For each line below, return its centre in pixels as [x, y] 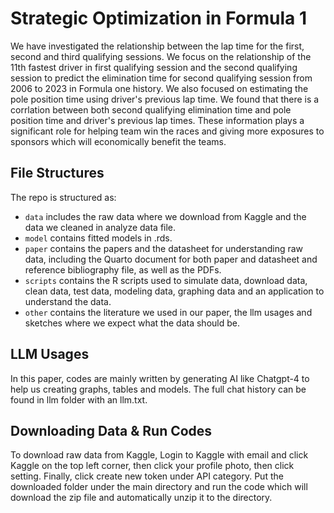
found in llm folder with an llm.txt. [79, 399]
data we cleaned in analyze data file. [100, 227]
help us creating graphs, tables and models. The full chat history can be [158, 389]
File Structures [57, 173]
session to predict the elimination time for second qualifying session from [161, 78]
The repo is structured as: [63, 197]
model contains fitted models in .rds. [98, 238]
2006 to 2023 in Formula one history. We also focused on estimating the [159, 88]
